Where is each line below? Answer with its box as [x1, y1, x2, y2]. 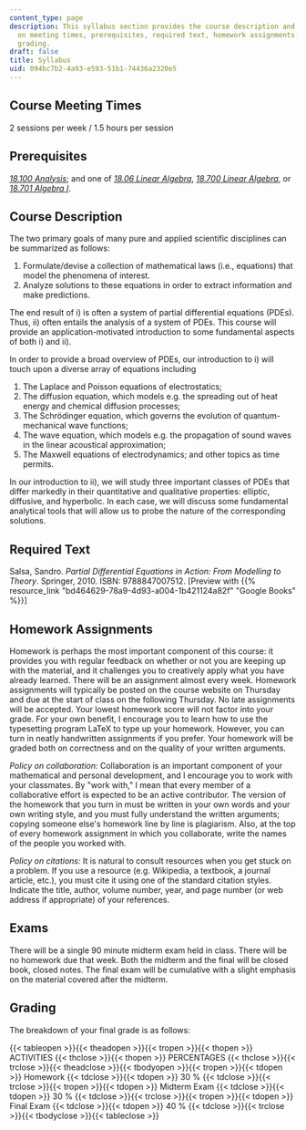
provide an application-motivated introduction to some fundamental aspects [9, 327, 295, 337]
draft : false [9, 47, 59, 57]
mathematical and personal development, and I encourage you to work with [9, 770, 293, 781]
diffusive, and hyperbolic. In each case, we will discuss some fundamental [9, 496, 289, 507]
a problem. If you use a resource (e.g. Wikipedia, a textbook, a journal [9, 865, 271, 876]
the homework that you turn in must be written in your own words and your [9, 799, 291, 810]
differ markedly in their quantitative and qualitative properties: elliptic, [9, 486, 270, 497]
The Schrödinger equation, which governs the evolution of [22, 410, 242, 421]
